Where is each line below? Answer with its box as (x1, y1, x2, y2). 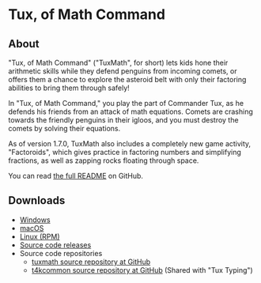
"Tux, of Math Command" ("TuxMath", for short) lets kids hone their (8, 58, 229, 67)
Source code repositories (19, 248, 103, 258)
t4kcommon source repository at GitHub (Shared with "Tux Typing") (31, 265, 253, 274)
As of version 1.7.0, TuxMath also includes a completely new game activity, (8, 139, 252, 148)
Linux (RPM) (19, 232, 61, 241)
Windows (19, 215, 51, 225)
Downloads (8, 194, 66, 207)
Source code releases (19, 240, 92, 250)
